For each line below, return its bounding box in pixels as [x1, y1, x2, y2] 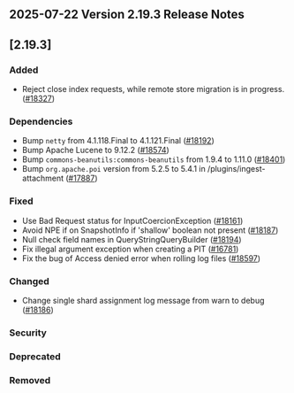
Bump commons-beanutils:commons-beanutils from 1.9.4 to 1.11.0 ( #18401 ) [21, 154, 286, 165]
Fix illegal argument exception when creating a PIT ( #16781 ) [21, 243, 239, 254]
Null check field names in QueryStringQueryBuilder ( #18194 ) [21, 234, 242, 244]
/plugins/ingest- [207, 164, 266, 174]
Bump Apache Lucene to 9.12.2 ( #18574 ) [21, 145, 170, 156]
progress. [249, 84, 285, 95]
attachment [21, 173, 64, 184]
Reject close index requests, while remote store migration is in [21, 84, 248, 95]
